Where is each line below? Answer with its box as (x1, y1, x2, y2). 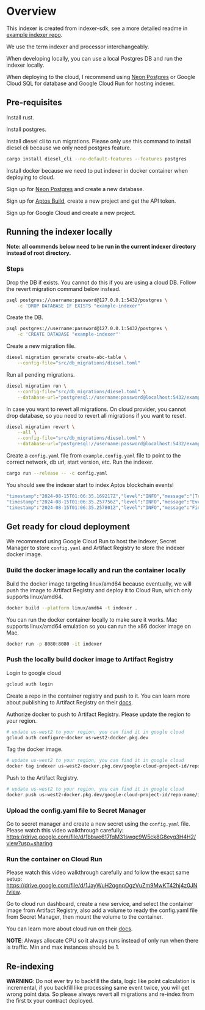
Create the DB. (6, 314, 44, 321)
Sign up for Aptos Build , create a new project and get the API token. (6, 197, 176, 205)
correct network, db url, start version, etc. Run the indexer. (6, 458, 154, 466)
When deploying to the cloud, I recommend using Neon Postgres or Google (6, 73, 195, 80)
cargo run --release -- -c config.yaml (6, 470, 108, 477)
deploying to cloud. (6, 173, 55, 181)
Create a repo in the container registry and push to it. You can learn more (6, 692, 190, 699)
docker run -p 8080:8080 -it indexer (6, 641, 103, 647)
